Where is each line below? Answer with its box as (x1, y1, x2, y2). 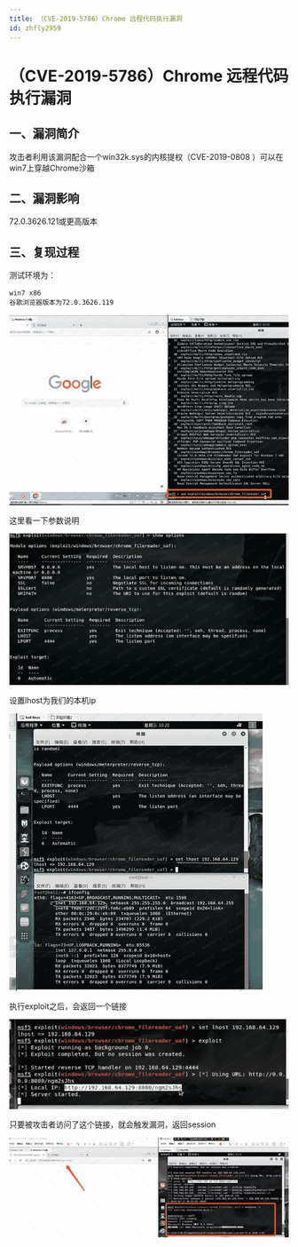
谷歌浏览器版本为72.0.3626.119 (9, 298, 114, 307)
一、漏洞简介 (9, 126, 80, 141)
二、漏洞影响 (9, 191, 80, 206)
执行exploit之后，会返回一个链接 (9, 1000, 127, 1012)
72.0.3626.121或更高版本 (9, 216, 98, 226)
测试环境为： (9, 270, 56, 281)
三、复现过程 (9, 244, 80, 259)
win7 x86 (9, 289, 42, 298)
